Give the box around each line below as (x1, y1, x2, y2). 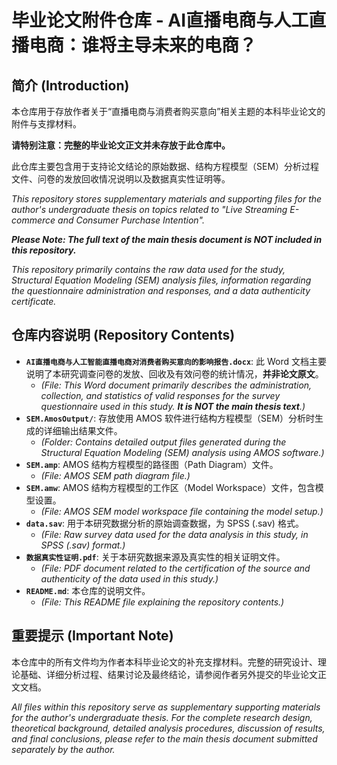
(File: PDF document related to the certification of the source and (40, 562, 311, 574)
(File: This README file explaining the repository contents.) (40, 596, 285, 608)
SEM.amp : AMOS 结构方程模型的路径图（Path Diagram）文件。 (25, 458, 279, 470)
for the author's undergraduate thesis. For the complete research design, (11, 711, 313, 723)
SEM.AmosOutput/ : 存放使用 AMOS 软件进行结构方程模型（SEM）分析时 (25, 412, 316, 424)
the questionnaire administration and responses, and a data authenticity (11, 285, 311, 296)
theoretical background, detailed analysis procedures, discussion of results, (11, 722, 326, 734)
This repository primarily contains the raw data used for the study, (11, 264, 286, 275)
